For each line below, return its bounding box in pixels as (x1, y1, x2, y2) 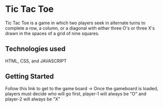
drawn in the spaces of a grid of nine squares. (5, 30, 99, 36)
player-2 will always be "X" (5, 96, 61, 102)
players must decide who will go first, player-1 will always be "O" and (5, 91, 147, 97)
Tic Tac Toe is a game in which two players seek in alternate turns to (5, 20, 146, 26)
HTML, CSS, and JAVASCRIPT (5, 58, 67, 64)
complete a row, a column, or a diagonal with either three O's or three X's (5, 25, 155, 31)
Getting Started (5, 72, 54, 81)
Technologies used (5, 45, 66, 53)
